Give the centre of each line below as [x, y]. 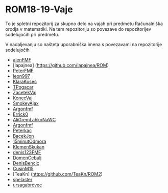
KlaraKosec [25, 81]
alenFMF [22, 59]
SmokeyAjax [26, 103]
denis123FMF [27, 152]
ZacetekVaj [25, 92]
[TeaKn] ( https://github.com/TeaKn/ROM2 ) [58, 174]
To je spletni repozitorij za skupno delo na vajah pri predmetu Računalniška [84, 24]
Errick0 [20, 114]
